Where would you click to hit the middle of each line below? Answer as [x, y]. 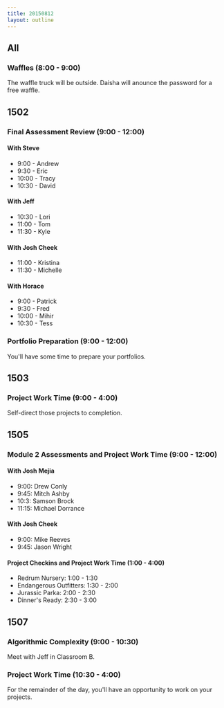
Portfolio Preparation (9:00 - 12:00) [68, 341]
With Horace [26, 286]
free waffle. [24, 90]
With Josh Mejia [31, 471]
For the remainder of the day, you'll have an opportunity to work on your [110, 690]
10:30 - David [36, 185]
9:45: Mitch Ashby [44, 493]
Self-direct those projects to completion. [65, 413]
